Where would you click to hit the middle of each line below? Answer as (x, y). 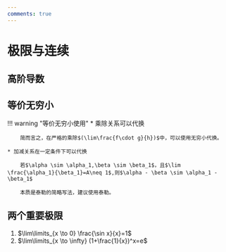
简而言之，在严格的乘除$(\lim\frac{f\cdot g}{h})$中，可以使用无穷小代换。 (121, 138)
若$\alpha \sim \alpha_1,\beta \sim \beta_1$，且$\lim (100, 165)
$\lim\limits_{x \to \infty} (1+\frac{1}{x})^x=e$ (82, 241)
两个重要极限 (35, 216)
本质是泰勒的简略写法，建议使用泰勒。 (67, 193)
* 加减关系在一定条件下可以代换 (47, 152)
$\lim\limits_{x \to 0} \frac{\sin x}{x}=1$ (75, 233)
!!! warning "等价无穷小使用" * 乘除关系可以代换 (76, 123)
